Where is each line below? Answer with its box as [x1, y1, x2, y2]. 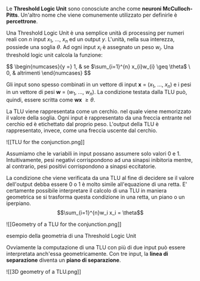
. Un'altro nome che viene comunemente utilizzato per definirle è [17, 11, 177, 19]
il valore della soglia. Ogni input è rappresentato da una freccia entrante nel [6, 114, 192, 121]
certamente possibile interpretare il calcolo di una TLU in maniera [6, 187, 167, 194]
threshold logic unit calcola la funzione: [6, 51, 103, 59]
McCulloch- [162, 5, 193, 12]
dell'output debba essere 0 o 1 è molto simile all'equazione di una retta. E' [6, 181, 187, 188]
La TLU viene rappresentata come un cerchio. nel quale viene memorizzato [6, 108, 192, 115]
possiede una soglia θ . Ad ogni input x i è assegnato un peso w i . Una [6, 43, 174, 52]
